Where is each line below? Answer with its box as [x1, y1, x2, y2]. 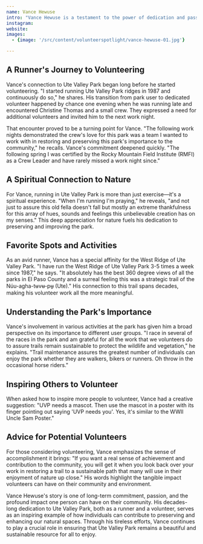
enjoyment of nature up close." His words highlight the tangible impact [6, 474, 182, 481]
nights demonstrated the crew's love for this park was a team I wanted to [6, 131, 188, 138]
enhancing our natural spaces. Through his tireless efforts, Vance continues [6, 517, 195, 525]
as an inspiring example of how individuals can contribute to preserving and [6, 511, 195, 519]
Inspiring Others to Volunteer [6, 379, 118, 390]
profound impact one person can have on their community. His [6, 498, 162, 506]
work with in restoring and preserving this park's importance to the [6, 138, 173, 145]
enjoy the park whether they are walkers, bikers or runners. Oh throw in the [6, 355, 193, 362]
